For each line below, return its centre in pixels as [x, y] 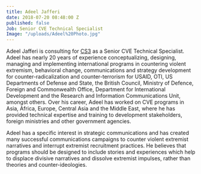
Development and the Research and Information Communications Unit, [94, 96]
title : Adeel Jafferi [33, 12]
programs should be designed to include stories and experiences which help [101, 152]
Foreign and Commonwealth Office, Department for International [86, 89]
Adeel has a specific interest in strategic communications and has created [98, 133]
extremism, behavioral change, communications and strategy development [99, 70]
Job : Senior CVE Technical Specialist [55, 28]
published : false [28, 23]
